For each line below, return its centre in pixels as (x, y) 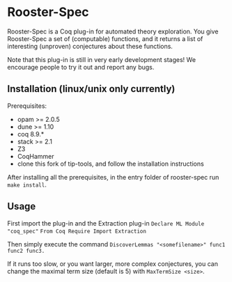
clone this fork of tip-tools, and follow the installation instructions (110, 164)
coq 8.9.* (31, 134)
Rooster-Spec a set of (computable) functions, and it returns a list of (105, 38)
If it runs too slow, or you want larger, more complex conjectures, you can (113, 264)
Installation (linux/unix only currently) (91, 89)
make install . (27, 185)
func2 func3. (26, 251)
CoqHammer (36, 156)
